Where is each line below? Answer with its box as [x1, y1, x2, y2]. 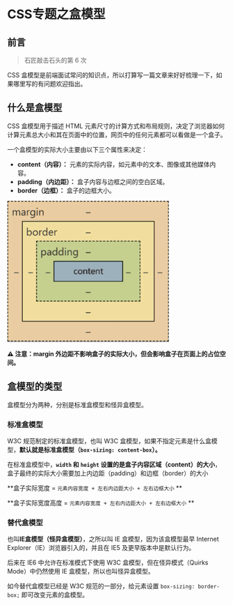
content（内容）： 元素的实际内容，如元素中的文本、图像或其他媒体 [17, 160, 210, 168]
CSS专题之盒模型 [7, 6, 106, 22]
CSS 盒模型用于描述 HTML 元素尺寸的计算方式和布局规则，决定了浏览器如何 [7, 121, 225, 130]
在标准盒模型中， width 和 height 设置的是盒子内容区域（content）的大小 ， [7, 460, 221, 468]
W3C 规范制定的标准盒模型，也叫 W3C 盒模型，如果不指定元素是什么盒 [7, 436, 212, 445]
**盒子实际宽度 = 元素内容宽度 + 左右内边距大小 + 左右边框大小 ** [7, 484, 183, 492]
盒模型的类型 [7, 381, 63, 392]
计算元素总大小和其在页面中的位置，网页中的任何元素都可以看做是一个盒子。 [7, 130, 227, 139]
